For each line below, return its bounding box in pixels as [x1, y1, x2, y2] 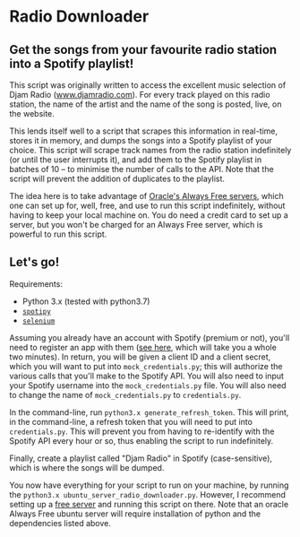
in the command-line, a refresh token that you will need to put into [9, 416, 253, 427]
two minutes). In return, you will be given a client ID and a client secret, [9, 351, 271, 362]
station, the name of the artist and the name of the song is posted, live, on [9, 99, 282, 109]
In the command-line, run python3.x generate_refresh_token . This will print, [9, 406, 289, 418]
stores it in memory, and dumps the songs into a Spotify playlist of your [9, 135, 273, 145]
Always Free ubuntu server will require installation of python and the [9, 508, 261, 519]
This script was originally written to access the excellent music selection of [9, 80, 287, 91]
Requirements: [9, 278, 63, 289]
